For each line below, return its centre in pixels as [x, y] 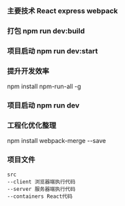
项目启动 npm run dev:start [53, 51]
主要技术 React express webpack [62, 10]
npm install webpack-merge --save [57, 141]
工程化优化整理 [32, 125]
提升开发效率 [28, 71]
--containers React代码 [40, 196]
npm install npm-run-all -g [44, 86]
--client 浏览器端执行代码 [41, 182]
